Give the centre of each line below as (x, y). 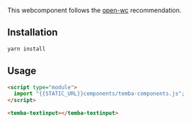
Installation (33, 32)
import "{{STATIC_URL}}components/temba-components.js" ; (99, 94)
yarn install (27, 49)
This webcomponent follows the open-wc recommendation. (94, 10)
